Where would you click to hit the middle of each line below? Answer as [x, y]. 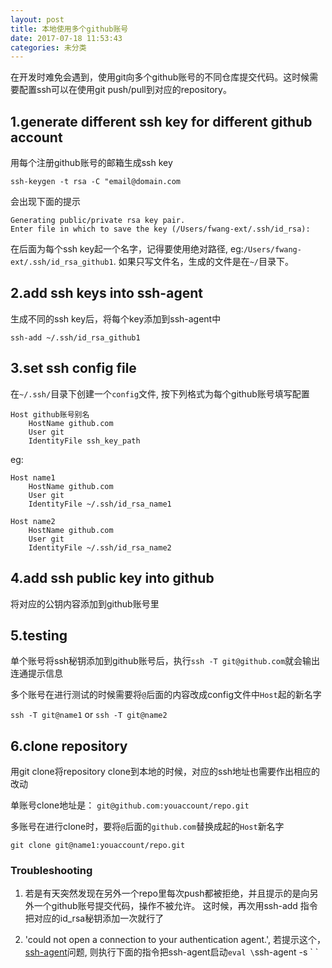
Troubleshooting [51, 871]
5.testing [39, 635]
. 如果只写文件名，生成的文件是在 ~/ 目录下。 [203, 262]
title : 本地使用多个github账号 [69, 29]
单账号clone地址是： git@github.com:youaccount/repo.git [130, 805]
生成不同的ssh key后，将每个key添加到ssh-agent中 [116, 318]
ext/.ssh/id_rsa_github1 [62, 262]
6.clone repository [69, 746]
